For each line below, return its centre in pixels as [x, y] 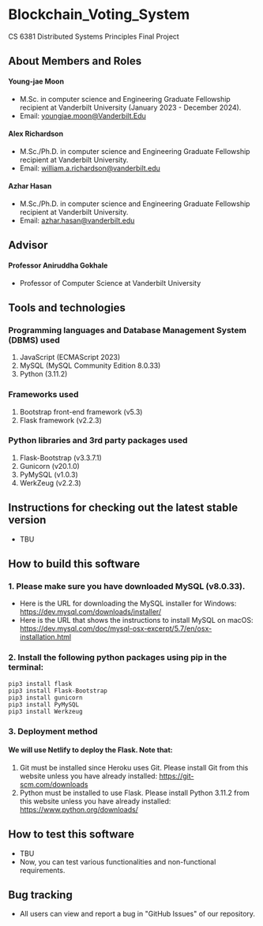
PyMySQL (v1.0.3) [49, 474]
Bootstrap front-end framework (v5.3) [81, 411]
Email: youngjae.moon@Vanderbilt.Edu [83, 115]
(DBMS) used [34, 339]
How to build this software [74, 564]
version [27, 520]
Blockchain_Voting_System [99, 15]
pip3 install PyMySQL [44, 704]
